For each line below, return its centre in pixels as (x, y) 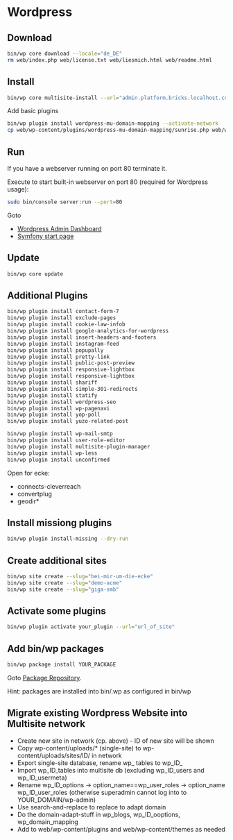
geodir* (28, 501)
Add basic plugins (33, 111)
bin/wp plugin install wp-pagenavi (59, 408)
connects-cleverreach (49, 486)
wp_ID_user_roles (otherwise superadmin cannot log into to (102, 792)
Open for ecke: (28, 473)
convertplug (34, 494)
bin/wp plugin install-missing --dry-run (68, 539)
